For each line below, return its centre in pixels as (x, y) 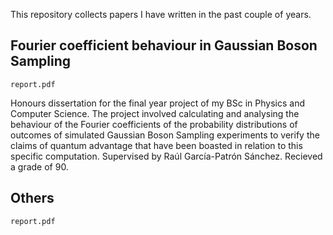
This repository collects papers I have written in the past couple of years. (161, 14)
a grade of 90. (39, 166)
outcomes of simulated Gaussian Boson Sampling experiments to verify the (165, 135)
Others (32, 198)
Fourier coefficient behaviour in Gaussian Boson (164, 45)
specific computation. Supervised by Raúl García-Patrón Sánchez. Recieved (166, 156)
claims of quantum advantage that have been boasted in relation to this (156, 145)
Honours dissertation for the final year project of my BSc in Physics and (157, 103)
